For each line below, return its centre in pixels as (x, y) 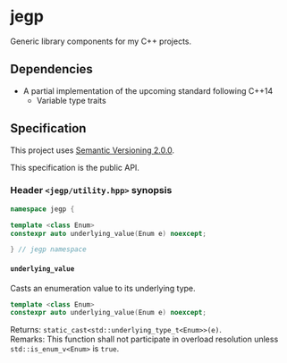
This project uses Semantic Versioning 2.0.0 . (93, 150)
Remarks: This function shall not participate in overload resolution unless (144, 339)
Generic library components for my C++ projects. (101, 41)
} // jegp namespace (49, 249)
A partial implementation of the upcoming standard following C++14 (148, 90)
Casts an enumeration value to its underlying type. (103, 288)
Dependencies (51, 69)
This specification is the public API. (75, 167)
